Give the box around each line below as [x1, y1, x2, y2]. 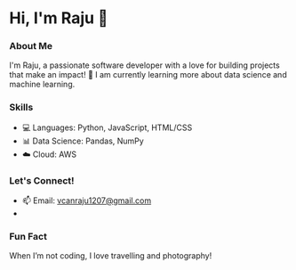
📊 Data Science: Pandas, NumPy [21, 135, 144, 146]
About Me [9, 40, 53, 53]
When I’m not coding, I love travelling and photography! [9, 250, 212, 261]
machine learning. [9, 79, 76, 90]
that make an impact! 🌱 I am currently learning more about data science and [9, 70, 287, 80]
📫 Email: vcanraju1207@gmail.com [21, 195, 152, 206]
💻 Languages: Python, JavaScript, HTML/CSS [21, 122, 193, 133]
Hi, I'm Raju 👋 [9, 8, 108, 29]
